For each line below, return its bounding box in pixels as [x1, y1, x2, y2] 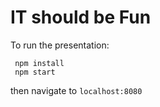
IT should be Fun [10, 6, 152, 29]
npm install [14, 58, 65, 68]
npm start [14, 67, 56, 77]
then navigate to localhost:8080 [10, 84, 143, 96]
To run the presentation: [10, 39, 110, 51]
